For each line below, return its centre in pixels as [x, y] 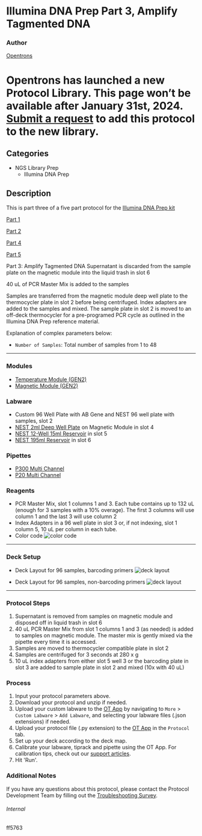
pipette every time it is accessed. [56, 642]
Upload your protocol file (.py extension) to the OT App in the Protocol [102, 728]
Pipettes [19, 455]
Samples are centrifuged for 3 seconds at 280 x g [77, 655]
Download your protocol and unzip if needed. [71, 702]
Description [29, 193]
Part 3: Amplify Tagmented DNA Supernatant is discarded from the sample [99, 266]
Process [19, 683]
